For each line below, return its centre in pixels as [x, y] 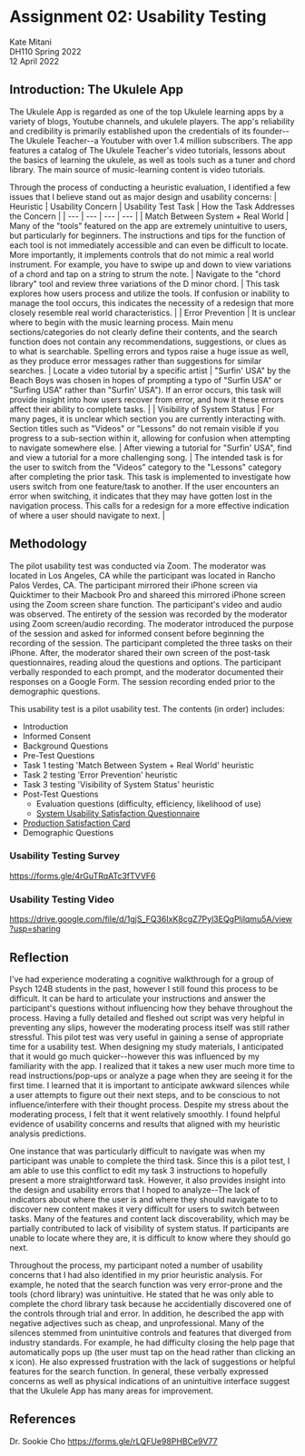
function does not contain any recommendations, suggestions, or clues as [148, 342]
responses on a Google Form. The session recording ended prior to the [142, 681]
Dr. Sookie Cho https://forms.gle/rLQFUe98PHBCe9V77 [113, 1441]
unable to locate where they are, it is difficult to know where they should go [150, 1238]
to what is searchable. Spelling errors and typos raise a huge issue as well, [149, 351]
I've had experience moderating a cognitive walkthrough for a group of [142, 979]
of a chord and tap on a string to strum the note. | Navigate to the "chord [145, 273]
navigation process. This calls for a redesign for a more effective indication [149, 505]
